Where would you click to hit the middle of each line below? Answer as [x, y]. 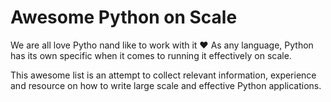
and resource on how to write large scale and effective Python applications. [166, 85]
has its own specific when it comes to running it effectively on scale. [151, 55]
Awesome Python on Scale [124, 17]
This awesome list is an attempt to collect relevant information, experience [163, 75]
